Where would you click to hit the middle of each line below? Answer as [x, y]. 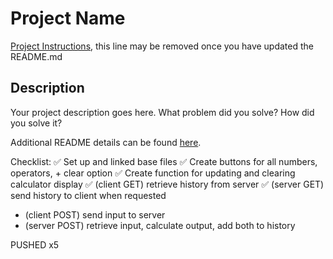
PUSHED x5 [35, 244]
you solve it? [36, 123]
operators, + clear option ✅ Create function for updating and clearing [153, 173]
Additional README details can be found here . [106, 142]
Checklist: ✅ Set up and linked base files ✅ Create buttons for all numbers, [164, 161]
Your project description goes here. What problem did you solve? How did [162, 112]
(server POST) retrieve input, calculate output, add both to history [160, 225]
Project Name [68, 18]
